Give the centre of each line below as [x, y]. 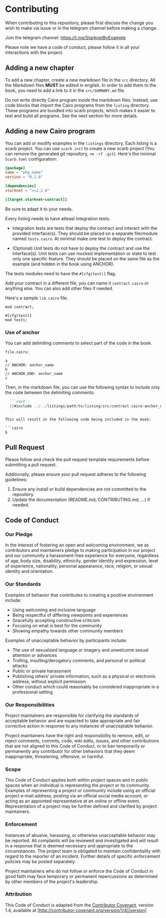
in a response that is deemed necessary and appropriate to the [69, 845]
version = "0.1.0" [24, 177]
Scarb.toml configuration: [31, 159]
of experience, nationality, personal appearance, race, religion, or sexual [79, 566]
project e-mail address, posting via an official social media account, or [77, 796]
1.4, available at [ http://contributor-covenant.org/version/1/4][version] [76, 910]
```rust [18, 402]
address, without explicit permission [49, 681]
